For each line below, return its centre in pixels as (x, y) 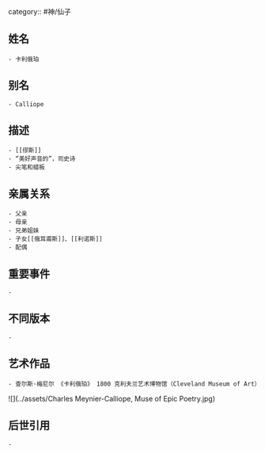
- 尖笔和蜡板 (26, 167)
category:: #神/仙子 (40, 11)
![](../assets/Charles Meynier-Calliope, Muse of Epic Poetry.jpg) (112, 398)
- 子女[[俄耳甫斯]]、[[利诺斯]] (55, 239)
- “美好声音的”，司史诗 (42, 159)
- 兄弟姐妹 (24, 231)
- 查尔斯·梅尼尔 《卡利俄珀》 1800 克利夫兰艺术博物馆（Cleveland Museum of (125, 384)
